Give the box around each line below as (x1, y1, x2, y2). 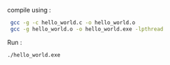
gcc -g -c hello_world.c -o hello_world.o (10, 19, 136, 26)
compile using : (7, 6, 51, 14)
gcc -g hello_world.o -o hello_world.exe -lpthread (10, 26, 164, 32)
